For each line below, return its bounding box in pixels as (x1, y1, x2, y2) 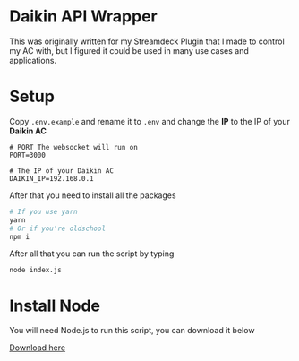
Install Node (9, 296, 101, 315)
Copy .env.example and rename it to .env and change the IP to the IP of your (9, 116, 291, 126)
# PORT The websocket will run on (9, 142, 139, 151)
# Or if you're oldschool (9, 224, 106, 233)
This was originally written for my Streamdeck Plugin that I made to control (9, 36, 285, 47)
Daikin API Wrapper (9, 6, 158, 27)
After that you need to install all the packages (9, 190, 176, 201)
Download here (9, 342, 65, 353)
